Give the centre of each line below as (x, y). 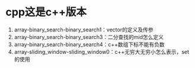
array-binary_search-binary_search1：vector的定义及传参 (84, 30)
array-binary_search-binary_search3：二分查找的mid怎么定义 (89, 37)
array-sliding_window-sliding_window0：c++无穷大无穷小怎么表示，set (102, 51)
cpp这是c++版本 (46, 12)
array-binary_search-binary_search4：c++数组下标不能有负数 (89, 44)
